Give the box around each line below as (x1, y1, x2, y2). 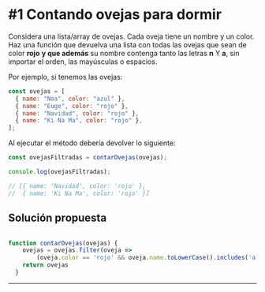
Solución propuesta (8, 212, 107, 225)
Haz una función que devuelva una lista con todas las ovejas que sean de (8, 39, 247, 49)
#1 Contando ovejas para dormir (8, 6, 222, 24)
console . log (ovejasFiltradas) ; (8, 168, 111, 176)
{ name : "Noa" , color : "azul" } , (15, 95, 125, 103)
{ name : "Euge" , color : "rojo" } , (15, 102, 129, 110)
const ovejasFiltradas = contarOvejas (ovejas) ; (8, 154, 168, 162)
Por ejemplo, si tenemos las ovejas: (8, 72, 123, 81)
